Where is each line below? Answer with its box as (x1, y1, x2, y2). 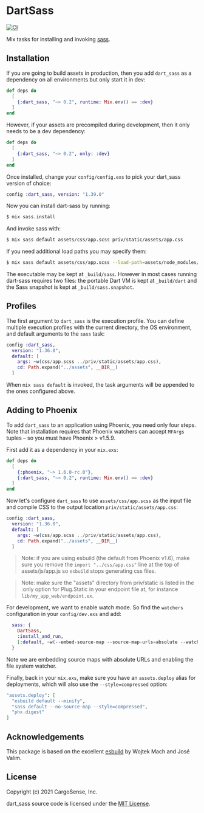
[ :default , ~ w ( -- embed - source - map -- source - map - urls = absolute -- (17, 639, 186, 645)
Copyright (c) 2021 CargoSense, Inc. (6, 788, 98, 795)
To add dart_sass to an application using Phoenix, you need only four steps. (6, 421, 196, 429)
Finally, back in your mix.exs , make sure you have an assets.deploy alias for (6, 674, 196, 681)
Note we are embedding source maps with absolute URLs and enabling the (6, 656, 194, 663)
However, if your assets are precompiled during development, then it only (6, 121, 190, 128)
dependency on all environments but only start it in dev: (6, 75, 146, 83)
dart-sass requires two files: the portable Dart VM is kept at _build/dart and (6, 277, 197, 284)
